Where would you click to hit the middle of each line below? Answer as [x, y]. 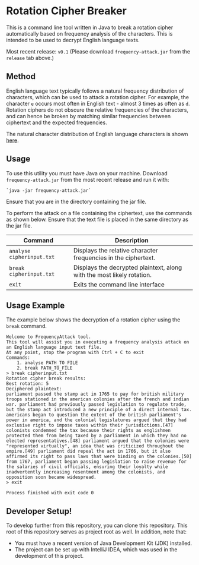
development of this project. [49, 556]
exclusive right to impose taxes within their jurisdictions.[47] [90, 425]
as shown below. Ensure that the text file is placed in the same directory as [97, 219]
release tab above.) [30, 58]
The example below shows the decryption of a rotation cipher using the [93, 320]
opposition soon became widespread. [51, 477]
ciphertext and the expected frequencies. [57, 122]
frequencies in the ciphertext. [114, 258]
